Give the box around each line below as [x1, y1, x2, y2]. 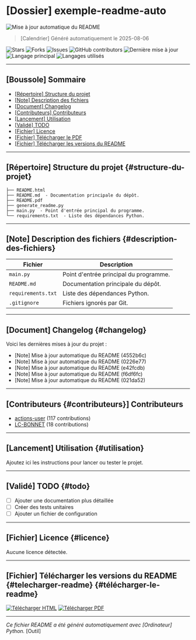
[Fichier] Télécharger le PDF [14, 133, 83, 141]
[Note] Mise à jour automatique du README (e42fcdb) [14, 364, 145, 371]
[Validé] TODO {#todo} [6, 481, 90, 491]
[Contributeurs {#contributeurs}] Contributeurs [6, 399, 184, 409]
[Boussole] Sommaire [6, 75, 86, 85]
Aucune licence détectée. [6, 548, 68, 555]
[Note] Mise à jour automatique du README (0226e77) [14, 358, 147, 365]
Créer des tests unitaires [14, 503, 74, 510]
